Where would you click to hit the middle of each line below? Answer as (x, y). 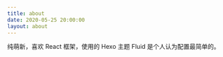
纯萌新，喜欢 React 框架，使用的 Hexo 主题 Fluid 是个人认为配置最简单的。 (114, 47)
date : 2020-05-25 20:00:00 (46, 20)
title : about (26, 13)
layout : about (28, 26)
